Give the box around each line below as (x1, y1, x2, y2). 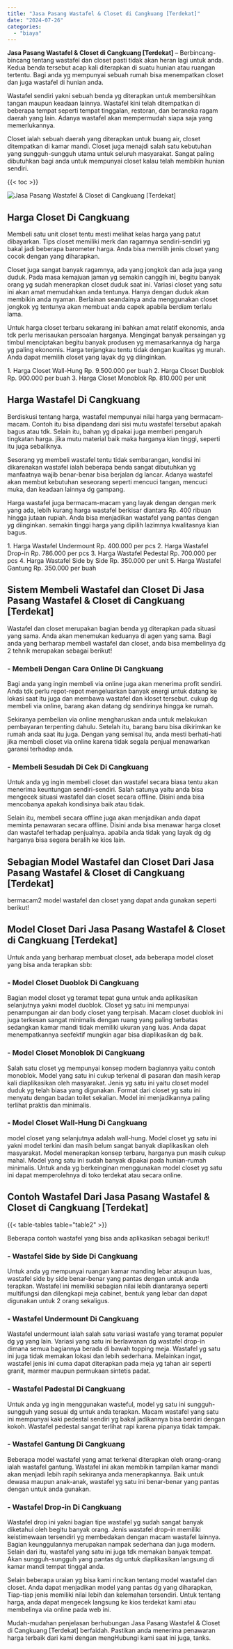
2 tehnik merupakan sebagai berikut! (7, 646, 113, 655)
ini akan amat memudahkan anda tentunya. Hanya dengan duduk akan (7, 288, 209, 296)
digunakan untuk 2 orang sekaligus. (7, 1296, 110, 1305)
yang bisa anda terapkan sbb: (7, 960, 93, 969)
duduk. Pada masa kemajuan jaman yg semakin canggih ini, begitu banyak (7, 273, 220, 282)
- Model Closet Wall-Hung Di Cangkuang (7, 1118, 147, 1128)
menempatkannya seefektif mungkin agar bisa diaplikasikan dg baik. (7, 1030, 204, 1039)
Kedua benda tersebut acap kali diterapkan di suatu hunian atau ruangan (7, 63, 216, 72)
